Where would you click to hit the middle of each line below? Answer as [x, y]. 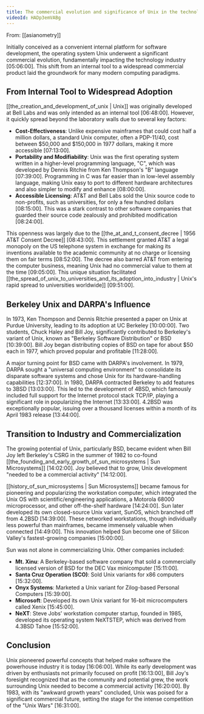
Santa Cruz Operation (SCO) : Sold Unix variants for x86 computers [99, 574]
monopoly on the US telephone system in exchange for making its [89, 247]
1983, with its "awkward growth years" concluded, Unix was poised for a [97, 692]
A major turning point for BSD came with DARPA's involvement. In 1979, [95, 363]
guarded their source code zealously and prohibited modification [96, 215]
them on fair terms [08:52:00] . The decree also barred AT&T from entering [99, 259]
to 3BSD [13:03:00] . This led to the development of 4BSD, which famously [99, 389]
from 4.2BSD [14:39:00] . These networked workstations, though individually [101, 519]
